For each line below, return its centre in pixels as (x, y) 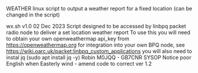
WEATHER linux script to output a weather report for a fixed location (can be (99, 9)
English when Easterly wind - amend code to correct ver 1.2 (79, 64)
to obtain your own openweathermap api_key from (68, 39)
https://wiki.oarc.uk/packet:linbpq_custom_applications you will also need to (99, 51)
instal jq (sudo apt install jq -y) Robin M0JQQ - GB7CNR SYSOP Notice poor (99, 57)
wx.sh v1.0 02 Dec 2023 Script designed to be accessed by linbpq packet (96, 26)
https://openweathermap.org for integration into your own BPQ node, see (95, 45)
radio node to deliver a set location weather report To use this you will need (98, 32)
